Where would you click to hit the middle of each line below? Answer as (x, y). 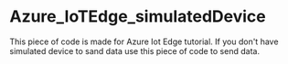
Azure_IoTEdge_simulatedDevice (138, 17)
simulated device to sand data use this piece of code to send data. (135, 50)
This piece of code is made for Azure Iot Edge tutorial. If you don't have (144, 41)
